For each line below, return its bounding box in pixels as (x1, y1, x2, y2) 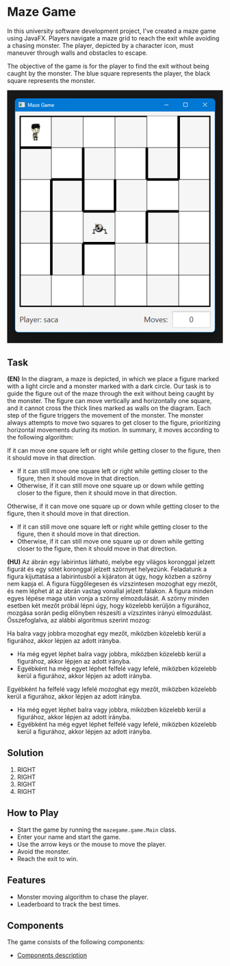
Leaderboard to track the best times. (16, 899, 121, 908)
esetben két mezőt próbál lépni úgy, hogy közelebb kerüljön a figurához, (7, 601, 211, 610)
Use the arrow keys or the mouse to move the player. (16, 840, 166, 848)
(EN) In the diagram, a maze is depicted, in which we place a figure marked (7, 375, 219, 383)
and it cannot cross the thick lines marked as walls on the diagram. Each (7, 404, 211, 412)
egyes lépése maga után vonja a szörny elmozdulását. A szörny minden (7, 594, 209, 603)
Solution (7, 747, 44, 759)
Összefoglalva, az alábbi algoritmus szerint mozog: (7, 616, 151, 625)
